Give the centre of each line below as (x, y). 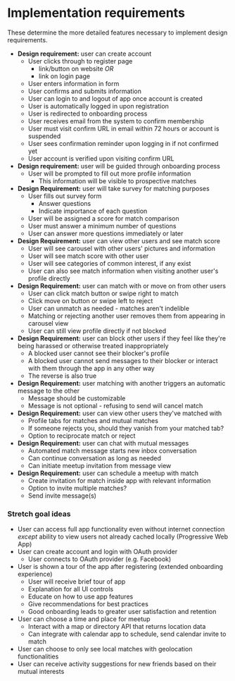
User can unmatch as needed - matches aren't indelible (109, 308)
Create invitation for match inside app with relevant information (119, 480)
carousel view (48, 323)
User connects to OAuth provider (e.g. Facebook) (100, 559)
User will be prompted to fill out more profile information (109, 173)
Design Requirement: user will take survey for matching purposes (113, 188)
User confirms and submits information (85, 91)
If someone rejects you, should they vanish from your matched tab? (126, 428)
